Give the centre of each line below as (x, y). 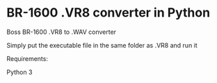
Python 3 (19, 72)
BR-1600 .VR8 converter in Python (108, 13)
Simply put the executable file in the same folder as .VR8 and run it (102, 45)
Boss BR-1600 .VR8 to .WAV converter (61, 32)
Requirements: (27, 58)
